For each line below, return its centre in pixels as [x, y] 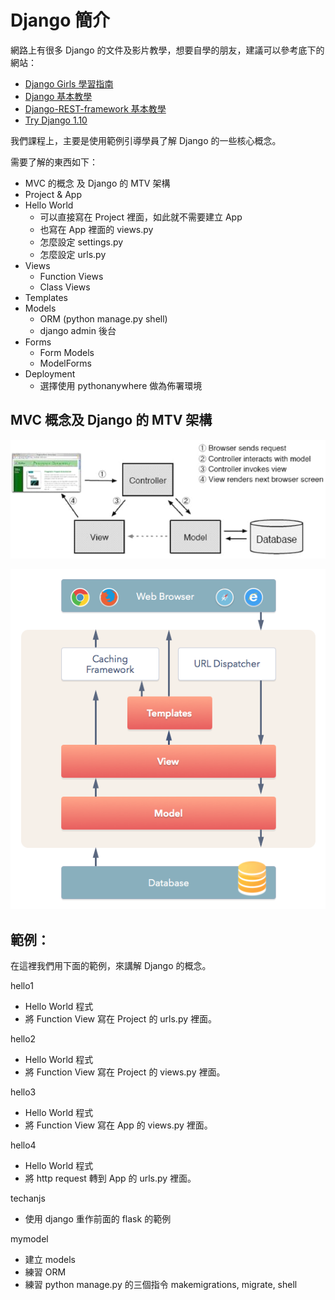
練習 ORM [45, 1272]
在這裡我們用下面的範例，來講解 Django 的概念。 [111, 965]
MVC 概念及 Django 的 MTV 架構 [111, 420]
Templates [46, 297]
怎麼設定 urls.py [73, 254]
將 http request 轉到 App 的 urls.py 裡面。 [110, 1178]
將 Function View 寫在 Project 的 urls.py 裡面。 [121, 1018]
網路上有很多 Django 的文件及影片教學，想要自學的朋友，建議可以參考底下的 [167, 50]
